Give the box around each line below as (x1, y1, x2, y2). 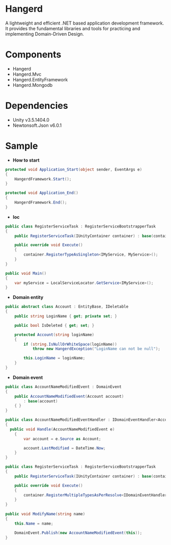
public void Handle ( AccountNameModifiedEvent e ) (10, 426, 115, 432)
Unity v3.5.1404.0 (12, 117, 49, 123)
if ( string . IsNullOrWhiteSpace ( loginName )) (23, 342, 117, 347)
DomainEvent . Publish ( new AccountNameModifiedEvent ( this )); (14, 530, 142, 535)
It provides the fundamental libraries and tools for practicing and (5, 25, 140, 31)
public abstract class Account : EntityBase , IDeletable (5, 304, 129, 309)
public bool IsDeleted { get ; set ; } (14, 323, 95, 328)
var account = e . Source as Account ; (23, 436, 101, 441)
